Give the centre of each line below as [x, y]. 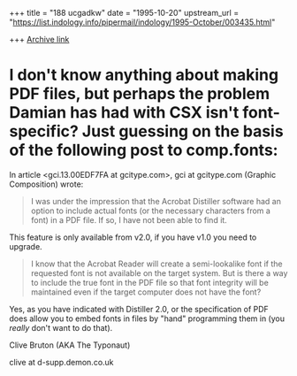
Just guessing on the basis [183, 131]
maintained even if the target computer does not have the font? [146, 292]
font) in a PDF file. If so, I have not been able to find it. [129, 219]
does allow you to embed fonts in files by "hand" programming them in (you [147, 318]
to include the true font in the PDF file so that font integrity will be [150, 282]
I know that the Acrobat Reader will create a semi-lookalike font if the [156, 264]
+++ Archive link [39, 39]
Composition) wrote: [46, 184]
